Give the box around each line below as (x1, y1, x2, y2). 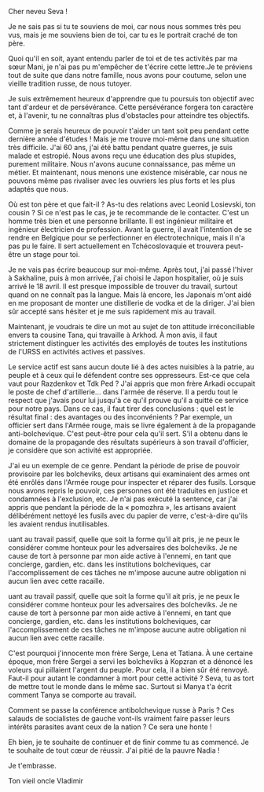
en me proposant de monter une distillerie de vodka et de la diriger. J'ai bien (8, 299, 255, 307)
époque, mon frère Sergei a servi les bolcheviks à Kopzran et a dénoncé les (8, 657, 254, 666)
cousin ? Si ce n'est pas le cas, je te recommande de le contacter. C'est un (8, 208, 250, 217)
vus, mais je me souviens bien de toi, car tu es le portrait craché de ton (8, 31, 238, 39)
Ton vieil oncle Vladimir (8, 776, 84, 785)
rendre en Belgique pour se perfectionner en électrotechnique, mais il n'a (8, 233, 246, 242)
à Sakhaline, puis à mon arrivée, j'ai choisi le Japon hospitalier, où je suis (8, 273, 244, 282)
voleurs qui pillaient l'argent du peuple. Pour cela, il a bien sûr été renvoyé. (8, 665, 250, 674)
